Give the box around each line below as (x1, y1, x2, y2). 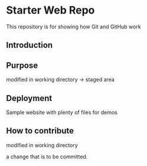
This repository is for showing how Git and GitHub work (6, 23, 141, 30)
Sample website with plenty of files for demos (6, 109, 118, 116)
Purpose (6, 60, 38, 70)
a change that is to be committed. (6, 153, 88, 160)
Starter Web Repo (6, 4, 95, 17)
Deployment (6, 93, 53, 103)
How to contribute (6, 126, 74, 136)
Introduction (6, 40, 53, 50)
